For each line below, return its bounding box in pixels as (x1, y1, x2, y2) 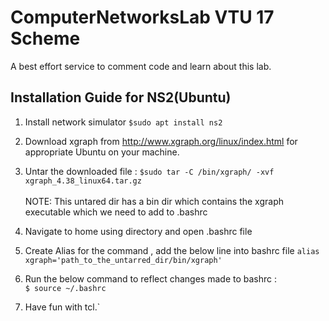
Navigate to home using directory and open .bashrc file (24, 225, 253, 237)
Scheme (10, 27, 81, 50)
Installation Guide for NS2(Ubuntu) (10, 89, 232, 106)
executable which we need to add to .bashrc (24, 206, 208, 218)
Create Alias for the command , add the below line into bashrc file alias (24, 244, 320, 256)
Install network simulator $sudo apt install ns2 (24, 116, 223, 128)
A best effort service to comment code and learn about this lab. (10, 60, 272, 72)
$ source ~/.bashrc (24, 283, 107, 293)
